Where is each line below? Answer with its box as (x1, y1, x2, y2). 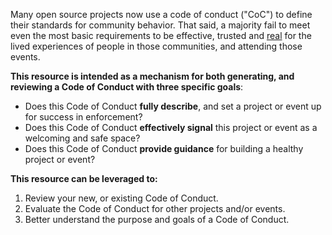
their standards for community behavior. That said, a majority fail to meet (10, 19, 311, 31)
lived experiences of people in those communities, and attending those (10, 40, 303, 52)
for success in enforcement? (24, 111, 143, 123)
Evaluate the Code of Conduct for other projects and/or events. (24, 203, 286, 214)
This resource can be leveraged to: (10, 173, 158, 184)
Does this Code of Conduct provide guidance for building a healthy (24, 143, 304, 154)
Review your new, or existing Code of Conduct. (24, 192, 219, 204)
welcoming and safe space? (24, 132, 141, 144)
